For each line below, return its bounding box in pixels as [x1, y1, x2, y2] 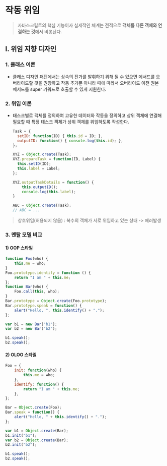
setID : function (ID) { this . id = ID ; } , [17, 133, 103, 139]
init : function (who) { [14, 368, 62, 373]
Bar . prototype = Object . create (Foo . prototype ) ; [5, 299, 107, 304]
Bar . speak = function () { [5, 410, 59, 415]
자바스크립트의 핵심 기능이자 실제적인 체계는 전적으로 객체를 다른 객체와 [17, 22, 157, 28]
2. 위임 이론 [5, 100, 32, 107]
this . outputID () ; [22, 185, 58, 190]
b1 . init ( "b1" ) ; [5, 433, 37, 438]
